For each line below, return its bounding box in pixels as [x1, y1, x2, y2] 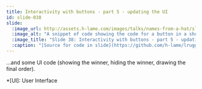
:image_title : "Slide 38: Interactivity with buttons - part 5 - [11, 37, 179, 43]
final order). [6, 65, 35, 72]
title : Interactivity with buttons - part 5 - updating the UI [6, 8, 168, 15]
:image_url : [11, 25, 42, 32]
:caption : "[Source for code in [11, 43, 93, 49]
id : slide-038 [6, 14, 42, 20]
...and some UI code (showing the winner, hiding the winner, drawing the [6, 58, 186, 66]
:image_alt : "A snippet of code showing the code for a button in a [11, 31, 187, 37]
